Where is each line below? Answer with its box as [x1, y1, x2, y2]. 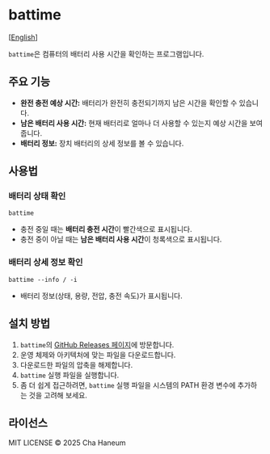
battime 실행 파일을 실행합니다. [19, 370, 120, 380]
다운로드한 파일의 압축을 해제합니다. [19, 359, 133, 369]
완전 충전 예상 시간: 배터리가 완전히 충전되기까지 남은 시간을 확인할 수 [19, 98, 238, 107]
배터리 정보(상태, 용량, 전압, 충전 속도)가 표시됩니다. [19, 291, 184, 301]
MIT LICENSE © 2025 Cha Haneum [8, 438, 127, 448]
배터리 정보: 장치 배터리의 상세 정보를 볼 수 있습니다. [19, 138, 184, 148]
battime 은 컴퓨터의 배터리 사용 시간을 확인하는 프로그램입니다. [8, 48, 205, 58]
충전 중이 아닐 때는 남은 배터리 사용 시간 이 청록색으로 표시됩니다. [19, 234, 222, 244]
